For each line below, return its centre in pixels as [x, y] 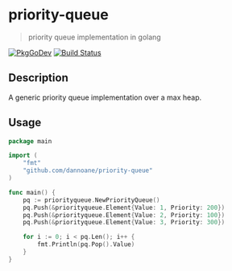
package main [30, 141]
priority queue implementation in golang [94, 37]
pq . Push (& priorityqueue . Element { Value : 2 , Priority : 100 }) [124, 215]
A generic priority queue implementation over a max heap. [105, 97]
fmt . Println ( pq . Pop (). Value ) [86, 244]
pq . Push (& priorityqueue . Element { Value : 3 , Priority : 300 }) [124, 223]
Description [38, 78]
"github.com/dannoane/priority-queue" [88, 170]
